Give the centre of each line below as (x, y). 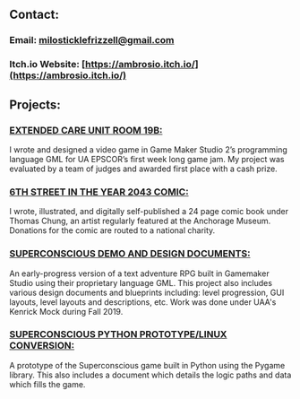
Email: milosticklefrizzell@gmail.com (92, 40)
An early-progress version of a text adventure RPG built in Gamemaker (140, 273)
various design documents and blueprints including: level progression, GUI (147, 292)
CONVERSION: (42, 346)
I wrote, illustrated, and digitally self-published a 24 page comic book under (149, 212)
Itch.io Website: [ (47, 65)
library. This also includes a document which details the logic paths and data (150, 375)
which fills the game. (47, 384)
